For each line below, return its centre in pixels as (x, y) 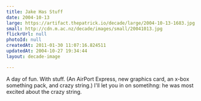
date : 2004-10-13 (28, 17)
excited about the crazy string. (44, 91)
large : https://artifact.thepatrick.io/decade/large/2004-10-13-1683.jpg (101, 23)
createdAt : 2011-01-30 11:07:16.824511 (56, 46)
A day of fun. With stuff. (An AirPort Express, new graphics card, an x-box (98, 79)
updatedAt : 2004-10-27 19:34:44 (47, 51)
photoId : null (24, 40)
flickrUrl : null (26, 34)
